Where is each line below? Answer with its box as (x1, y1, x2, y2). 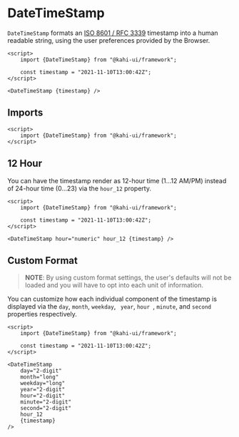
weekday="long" (20, 380, 66, 387)
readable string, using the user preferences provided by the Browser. (7, 36, 210, 44)
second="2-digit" (20, 405, 72, 412)
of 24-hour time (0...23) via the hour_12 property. (7, 184, 152, 192)
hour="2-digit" (20, 392, 66, 400)
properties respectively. (7, 310, 77, 319)
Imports (7, 107, 44, 119)
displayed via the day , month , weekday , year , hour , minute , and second (7, 302, 212, 311)
